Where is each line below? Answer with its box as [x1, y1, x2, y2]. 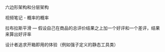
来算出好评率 [5, 31, 31, 37]
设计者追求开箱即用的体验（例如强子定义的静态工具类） [5, 42, 118, 48]
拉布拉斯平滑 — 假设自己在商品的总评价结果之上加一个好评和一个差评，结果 [5, 25, 160, 31]
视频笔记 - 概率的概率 [5, 15, 49, 21]
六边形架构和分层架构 [5, 4, 49, 10]
